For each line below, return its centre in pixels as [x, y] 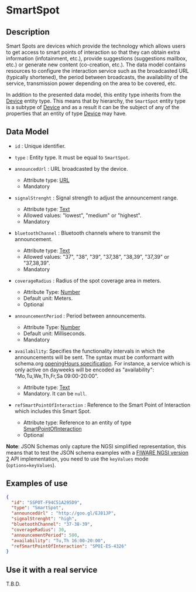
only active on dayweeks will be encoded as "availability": [84, 370]
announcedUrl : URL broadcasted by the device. [71, 168]
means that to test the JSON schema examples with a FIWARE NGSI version [97, 452]
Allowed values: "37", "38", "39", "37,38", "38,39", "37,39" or [96, 256]
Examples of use [37, 484]
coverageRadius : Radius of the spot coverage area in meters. [88, 280]
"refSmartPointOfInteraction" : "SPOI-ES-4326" [69, 546]
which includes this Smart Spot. [53, 411]
